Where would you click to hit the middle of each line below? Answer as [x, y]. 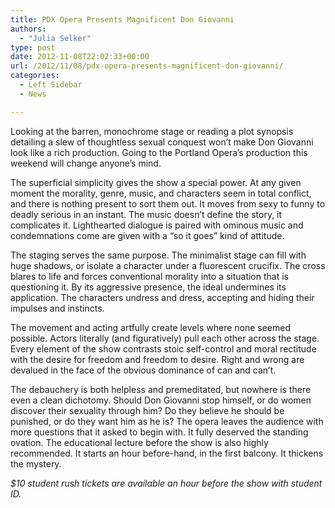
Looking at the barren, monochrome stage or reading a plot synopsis [152, 131]
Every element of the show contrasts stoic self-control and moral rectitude [163, 348]
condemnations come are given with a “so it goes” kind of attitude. [147, 235]
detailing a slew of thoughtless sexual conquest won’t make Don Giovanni [162, 142]
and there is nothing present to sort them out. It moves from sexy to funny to [168, 203]
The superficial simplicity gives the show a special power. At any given [156, 182]
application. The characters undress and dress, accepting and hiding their [162, 297]
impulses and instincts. [57, 308]
